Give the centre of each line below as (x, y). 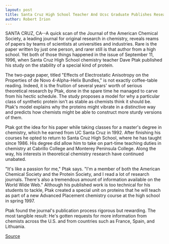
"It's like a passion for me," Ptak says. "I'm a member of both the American (82, 169)
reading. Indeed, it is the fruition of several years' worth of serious (74, 86)
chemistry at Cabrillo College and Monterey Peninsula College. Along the (81, 149)
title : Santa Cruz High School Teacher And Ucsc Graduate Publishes (78, 15)
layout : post (19, 10)
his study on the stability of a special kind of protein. (60, 65)
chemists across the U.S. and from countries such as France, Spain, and (80, 221)
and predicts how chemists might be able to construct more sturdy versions (83, 112)
